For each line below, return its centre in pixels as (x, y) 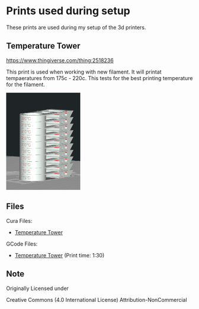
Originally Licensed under (38, 288)
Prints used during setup (68, 11)
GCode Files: (22, 244)
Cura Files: (19, 221)
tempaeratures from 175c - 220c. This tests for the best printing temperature (99, 78)
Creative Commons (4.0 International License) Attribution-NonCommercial (97, 300)
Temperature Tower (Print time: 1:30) (60, 255)
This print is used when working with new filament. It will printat (84, 72)
